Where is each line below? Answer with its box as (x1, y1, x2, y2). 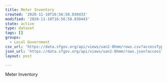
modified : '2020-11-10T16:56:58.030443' (5, 16, 90, 21)
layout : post (5, 53, 32, 59)
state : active (5, 21, 35, 26)
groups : (5, 35, 21, 40)
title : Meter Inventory (5, 7, 55, 12)
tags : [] (5, 30, 23, 35)
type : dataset (5, 26, 35, 31)
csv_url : (5, 44, 23, 49)
